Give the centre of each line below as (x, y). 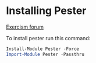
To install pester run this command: (48, 38)
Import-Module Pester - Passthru (45, 54)
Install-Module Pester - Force (43, 49)
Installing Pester (46, 11)
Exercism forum (25, 27)
